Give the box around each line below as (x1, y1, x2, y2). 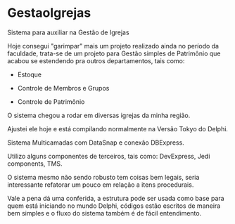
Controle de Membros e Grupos (17, 84, 110, 92)
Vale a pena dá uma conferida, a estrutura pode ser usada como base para (7, 194, 224, 202)
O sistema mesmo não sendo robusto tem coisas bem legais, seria (7, 173, 200, 181)
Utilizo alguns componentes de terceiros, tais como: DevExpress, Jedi (7, 152, 210, 160)
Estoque (17, 70, 42, 79)
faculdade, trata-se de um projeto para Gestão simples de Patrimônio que (7, 49, 221, 58)
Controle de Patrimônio (17, 97, 85, 106)
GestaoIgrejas (7, 5, 91, 21)
